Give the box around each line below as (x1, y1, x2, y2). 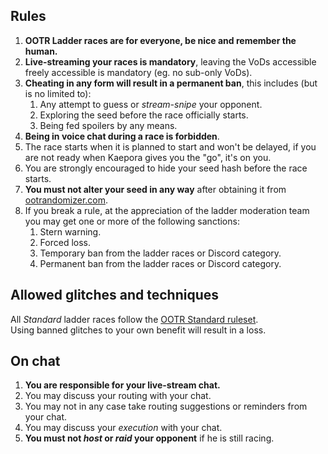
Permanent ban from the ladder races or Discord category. (39, 257, 282, 269)
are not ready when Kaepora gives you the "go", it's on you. (24, 151, 272, 163)
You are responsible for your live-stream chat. (24, 379, 221, 391)
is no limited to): (24, 87, 92, 99)
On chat (10, 353, 61, 370)
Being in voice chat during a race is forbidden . (24, 130, 220, 142)
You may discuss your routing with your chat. (24, 390, 212, 402)
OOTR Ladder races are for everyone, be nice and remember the (24, 34, 297, 46)
